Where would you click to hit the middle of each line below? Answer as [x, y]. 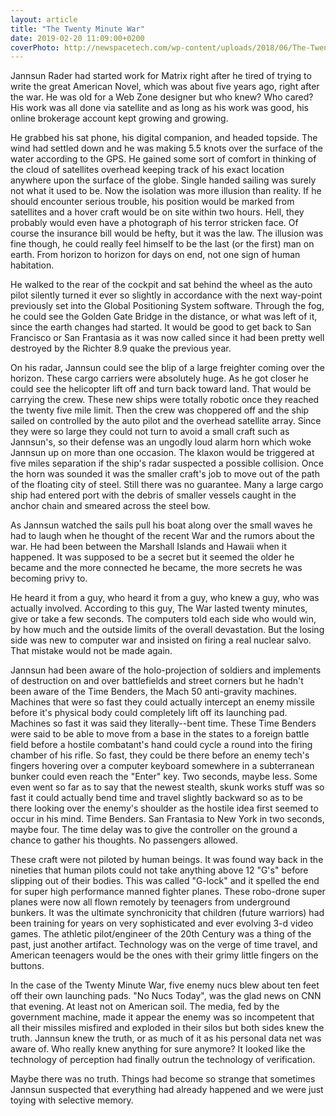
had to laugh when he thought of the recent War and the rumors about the [162, 536]
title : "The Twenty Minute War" [77, 29]
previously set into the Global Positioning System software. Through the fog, [167, 306]
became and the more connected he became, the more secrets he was [156, 568]
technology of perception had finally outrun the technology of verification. [163, 1060]
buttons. [27, 966]
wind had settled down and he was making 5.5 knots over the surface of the [166, 148]
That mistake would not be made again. [91, 651]
